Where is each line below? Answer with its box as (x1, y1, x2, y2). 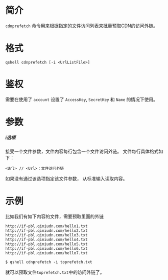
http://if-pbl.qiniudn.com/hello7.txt (5, 250, 88, 255)
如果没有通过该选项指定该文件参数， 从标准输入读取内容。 (5, 175, 128, 182)
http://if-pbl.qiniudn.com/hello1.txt (5, 224, 88, 229)
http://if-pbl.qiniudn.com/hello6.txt (5, 246, 88, 251)
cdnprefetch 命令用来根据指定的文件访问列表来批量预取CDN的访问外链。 (5, 23, 158, 29)
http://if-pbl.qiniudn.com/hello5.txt (5, 242, 88, 247)
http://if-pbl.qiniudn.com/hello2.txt (5, 228, 88, 233)
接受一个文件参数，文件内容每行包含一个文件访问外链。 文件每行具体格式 (5, 148, 159, 154)
